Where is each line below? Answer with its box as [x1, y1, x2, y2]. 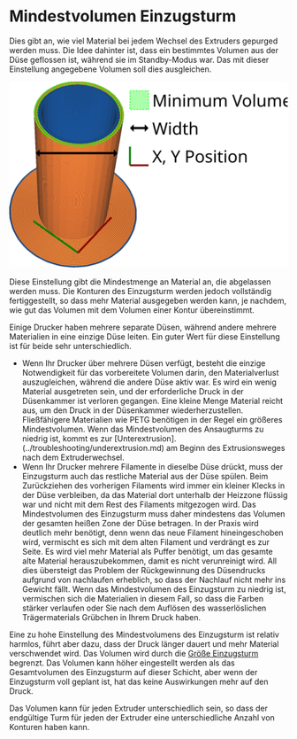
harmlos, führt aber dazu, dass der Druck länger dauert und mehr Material [9, 638, 279, 649]
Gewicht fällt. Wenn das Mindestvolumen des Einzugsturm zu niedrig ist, [21, 583, 286, 595]
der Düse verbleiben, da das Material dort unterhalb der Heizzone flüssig [21, 489, 288, 500]
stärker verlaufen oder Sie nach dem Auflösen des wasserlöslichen [21, 603, 267, 613]
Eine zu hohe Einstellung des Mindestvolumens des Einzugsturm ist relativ [9, 629, 280, 640]
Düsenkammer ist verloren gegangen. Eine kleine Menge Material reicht [21, 395, 284, 406]
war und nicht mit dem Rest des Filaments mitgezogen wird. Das [21, 499, 256, 510]
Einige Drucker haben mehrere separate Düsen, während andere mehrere [9, 322, 277, 332]
